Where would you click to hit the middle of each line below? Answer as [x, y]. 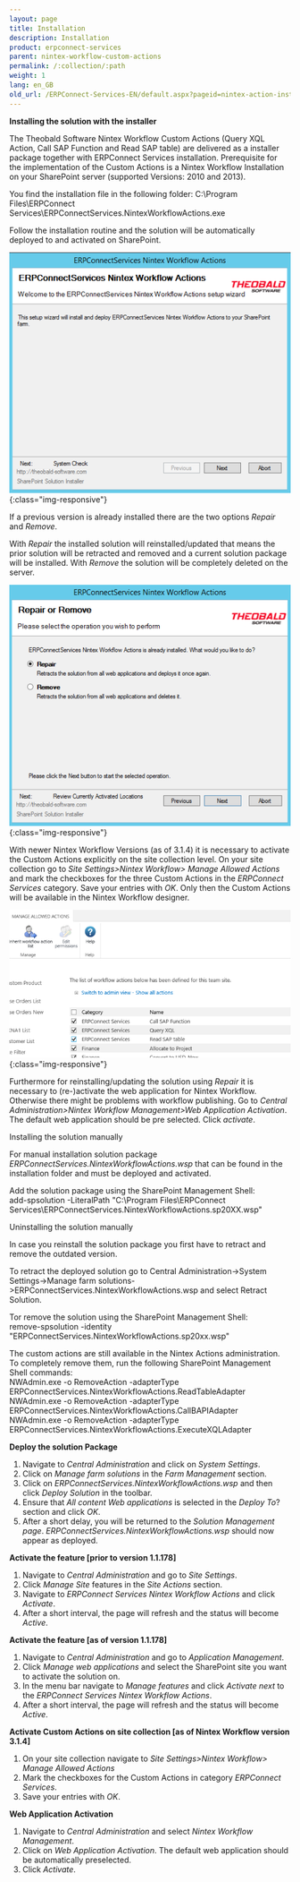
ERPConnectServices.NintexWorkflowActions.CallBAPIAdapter [124, 1411]
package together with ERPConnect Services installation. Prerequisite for [143, 158]
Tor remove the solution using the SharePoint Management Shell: [129, 1317]
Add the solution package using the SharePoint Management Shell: [132, 1191]
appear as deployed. [60, 1541]
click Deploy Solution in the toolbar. [87, 1493]
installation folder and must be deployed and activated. [110, 1174]
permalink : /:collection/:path [67, 66]
